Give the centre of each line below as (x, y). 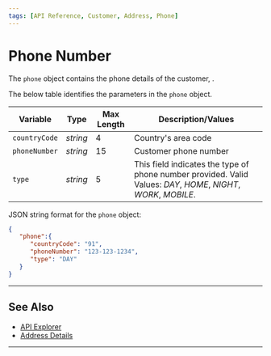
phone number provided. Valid (191, 174)
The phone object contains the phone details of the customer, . (112, 78)
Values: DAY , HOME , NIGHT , (188, 184)
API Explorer (41, 326)
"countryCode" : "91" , (66, 244)
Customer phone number (182, 150)
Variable (35, 119)
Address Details (46, 335)
